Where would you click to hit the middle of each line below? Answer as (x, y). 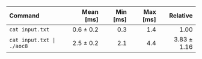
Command (25, 16)
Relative (181, 16)
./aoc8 (19, 46)
